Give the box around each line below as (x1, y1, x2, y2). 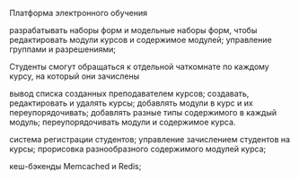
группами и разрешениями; (9, 44, 117, 55)
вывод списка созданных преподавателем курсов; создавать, (9, 89, 250, 99)
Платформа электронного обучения (9, 8, 148, 18)
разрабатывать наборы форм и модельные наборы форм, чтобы (9, 25, 258, 35)
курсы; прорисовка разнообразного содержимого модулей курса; (9, 143, 267, 154)
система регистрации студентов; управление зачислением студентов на (9, 134, 290, 144)
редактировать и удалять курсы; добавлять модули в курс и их (9, 98, 253, 108)
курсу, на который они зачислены (9, 71, 140, 81)
